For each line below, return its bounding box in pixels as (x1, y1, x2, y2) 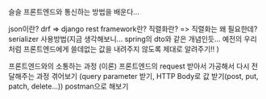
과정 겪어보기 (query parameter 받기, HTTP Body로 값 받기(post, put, (35, 72, 259, 80)
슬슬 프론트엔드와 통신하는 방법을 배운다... (8, 7, 139, 16)
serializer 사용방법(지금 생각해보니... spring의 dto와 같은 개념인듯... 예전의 (8, 35, 243, 43)
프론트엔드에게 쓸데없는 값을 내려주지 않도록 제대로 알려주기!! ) (23, 44, 220, 54)
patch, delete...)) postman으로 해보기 (8, 81, 129, 91)
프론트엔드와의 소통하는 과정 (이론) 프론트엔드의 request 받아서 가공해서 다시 (8, 61, 250, 71)
